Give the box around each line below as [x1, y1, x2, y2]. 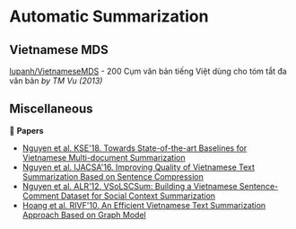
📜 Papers [9, 125, 44, 136]
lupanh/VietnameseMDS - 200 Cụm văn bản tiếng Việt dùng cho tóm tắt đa [9, 66, 287, 76]
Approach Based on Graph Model [22, 209, 146, 220]
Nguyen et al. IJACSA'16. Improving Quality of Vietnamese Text [22, 162, 256, 172]
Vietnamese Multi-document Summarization [22, 152, 186, 163]
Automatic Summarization [9, 6, 209, 27]
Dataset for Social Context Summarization [60, 190, 216, 201]
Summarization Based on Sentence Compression [22, 171, 204, 181]
